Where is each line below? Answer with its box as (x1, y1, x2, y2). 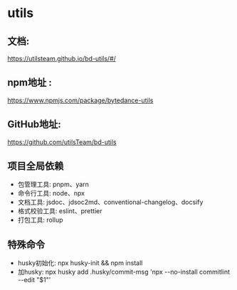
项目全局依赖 (7, 160, 64, 172)
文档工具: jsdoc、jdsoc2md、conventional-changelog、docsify (17, 198, 204, 207)
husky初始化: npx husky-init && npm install (17, 259, 143, 267)
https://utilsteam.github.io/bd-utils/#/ (7, 55, 116, 63)
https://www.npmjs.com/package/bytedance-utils (7, 96, 154, 104)
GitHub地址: (7, 119, 62, 131)
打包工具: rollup (17, 215, 63, 225)
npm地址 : (7, 77, 52, 89)
